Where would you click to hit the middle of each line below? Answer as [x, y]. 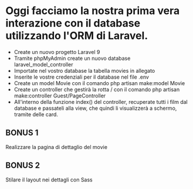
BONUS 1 [22, 133]
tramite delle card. [36, 114]
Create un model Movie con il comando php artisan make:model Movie [99, 83]
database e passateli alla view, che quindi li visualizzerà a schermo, [95, 108]
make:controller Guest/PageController [60, 96]
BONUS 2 [23, 166]
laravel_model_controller [44, 64]
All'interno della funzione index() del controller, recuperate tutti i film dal [101, 102]
